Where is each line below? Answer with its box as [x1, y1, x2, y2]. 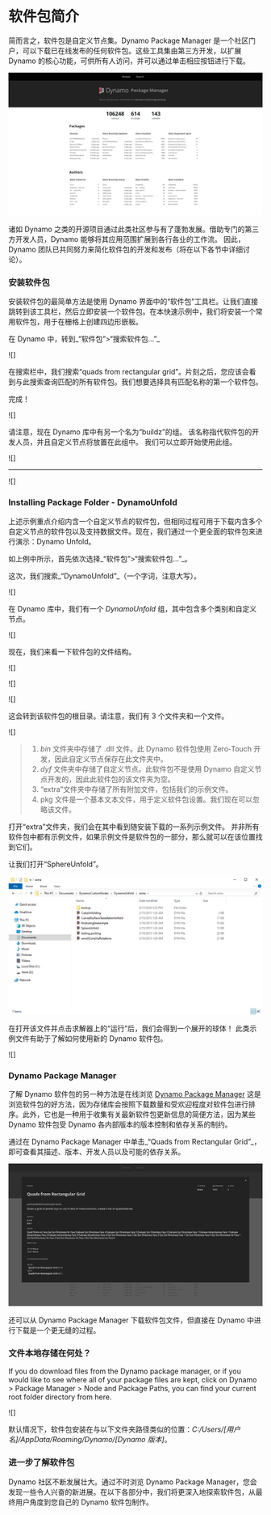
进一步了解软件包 [8, 1457, 75, 1468]
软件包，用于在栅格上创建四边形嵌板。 [15, 317, 143, 327]
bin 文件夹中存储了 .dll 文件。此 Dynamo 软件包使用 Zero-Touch [40, 743, 252, 753]
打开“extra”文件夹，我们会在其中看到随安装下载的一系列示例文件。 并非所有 [8, 822, 260, 832]
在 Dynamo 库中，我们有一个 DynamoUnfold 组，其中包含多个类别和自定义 [8, 603, 256, 613]
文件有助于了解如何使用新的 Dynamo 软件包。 [15, 1033, 168, 1043]
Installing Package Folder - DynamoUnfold [8, 497, 177, 508]
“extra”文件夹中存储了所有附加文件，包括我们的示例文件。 [40, 784, 233, 793]
